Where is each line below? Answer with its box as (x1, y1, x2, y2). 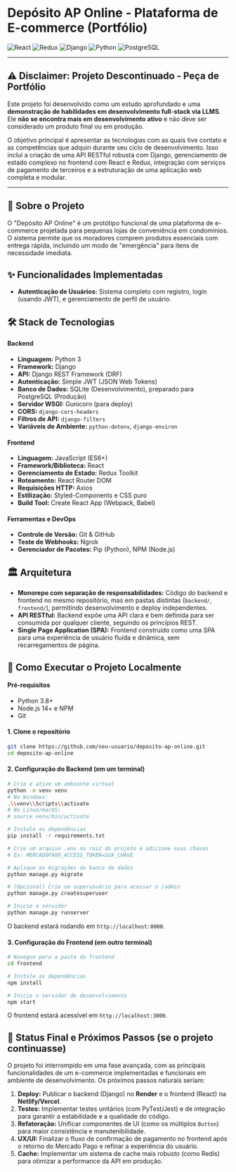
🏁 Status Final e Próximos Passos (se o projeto (7, 1031, 214, 1043)
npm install (7, 979, 42, 987)
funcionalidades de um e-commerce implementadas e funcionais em (7, 1069, 206, 1077)
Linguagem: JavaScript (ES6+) (17, 454, 108, 462)
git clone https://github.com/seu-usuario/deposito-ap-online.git (7, 743, 206, 750)
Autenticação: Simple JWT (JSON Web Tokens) (17, 377, 158, 386)
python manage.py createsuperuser (7, 890, 109, 897)
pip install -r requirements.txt (7, 833, 105, 840)
